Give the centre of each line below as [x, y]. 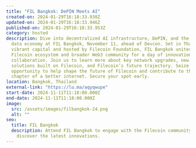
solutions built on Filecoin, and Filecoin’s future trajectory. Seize [100, 66]
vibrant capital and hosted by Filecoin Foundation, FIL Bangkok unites [101, 50]
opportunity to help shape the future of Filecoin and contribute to [97, 71]
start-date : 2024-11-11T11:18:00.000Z [53, 93]
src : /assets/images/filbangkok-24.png [60, 109]
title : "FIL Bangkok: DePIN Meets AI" [53, 11]
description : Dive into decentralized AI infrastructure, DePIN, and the [98, 38]
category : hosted [27, 33]
